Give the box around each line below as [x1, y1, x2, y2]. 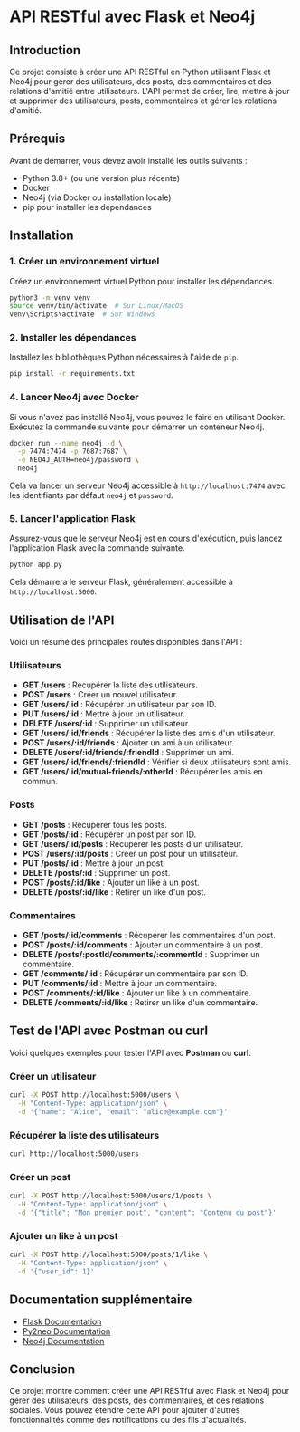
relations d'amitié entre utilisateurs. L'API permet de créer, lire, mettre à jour [9, 86, 291, 96]
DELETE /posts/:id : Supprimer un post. [22, 867, 171, 878]
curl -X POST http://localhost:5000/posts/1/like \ [9, 1250, 208, 1260]
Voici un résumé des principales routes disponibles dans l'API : [9, 637, 243, 648]
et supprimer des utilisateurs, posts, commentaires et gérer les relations [9, 95, 277, 106]
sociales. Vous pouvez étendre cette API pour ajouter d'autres [9, 1405, 240, 1416]
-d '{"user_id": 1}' [17, 1266, 95, 1276]
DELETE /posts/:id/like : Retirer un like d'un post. [22, 886, 206, 898]
